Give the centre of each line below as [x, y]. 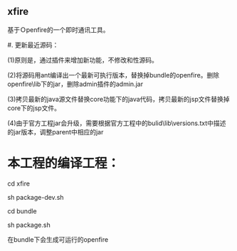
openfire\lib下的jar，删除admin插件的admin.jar [75, 84]
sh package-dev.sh [36, 197]
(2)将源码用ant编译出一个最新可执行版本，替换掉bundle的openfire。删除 [113, 75]
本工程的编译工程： [64, 164]
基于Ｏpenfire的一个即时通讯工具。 [58, 30]
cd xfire [19, 183]
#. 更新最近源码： [33, 45]
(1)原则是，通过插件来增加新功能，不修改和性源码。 [83, 60]
